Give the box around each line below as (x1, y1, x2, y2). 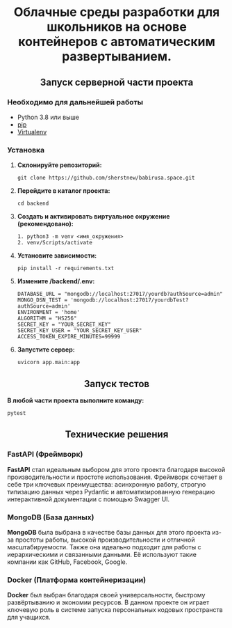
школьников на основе (46, 19, 188, 35)
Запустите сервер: (17, 345, 75, 354)
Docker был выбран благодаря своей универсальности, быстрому (7, 591, 206, 599)
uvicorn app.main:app (17, 359, 80, 366)
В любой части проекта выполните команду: (7, 396, 144, 405)
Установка (7, 145, 45, 155)
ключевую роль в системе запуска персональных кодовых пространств (7, 606, 224, 614)
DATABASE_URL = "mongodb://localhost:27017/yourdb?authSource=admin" (17, 290, 224, 298)
